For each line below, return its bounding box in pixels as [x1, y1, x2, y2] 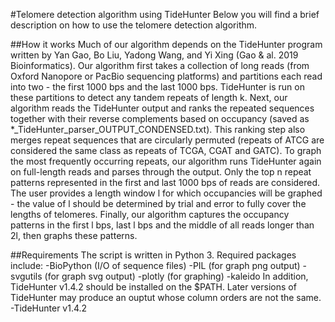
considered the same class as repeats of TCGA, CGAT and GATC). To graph [10, 145, 322, 156]
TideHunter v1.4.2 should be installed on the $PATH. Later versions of [10, 281, 297, 293]
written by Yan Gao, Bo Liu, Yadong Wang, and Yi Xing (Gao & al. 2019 [10, 49, 299, 61]
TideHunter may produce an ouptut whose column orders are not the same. [10, 292, 322, 303]
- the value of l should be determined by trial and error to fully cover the [10, 198, 307, 209]
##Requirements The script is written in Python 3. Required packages [10, 249, 297, 261]
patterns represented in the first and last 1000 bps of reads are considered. [10, 177, 321, 188]
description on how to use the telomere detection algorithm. [10, 19, 258, 31]
